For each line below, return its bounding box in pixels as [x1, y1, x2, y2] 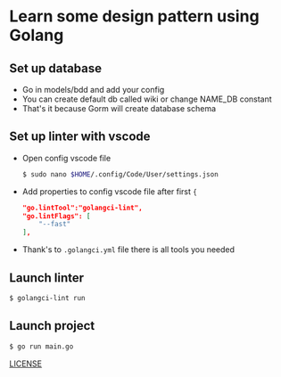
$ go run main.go [9, 341, 74, 351]
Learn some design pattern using [9, 6, 260, 27]
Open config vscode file [21, 152, 112, 163]
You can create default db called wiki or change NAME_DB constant [21, 94, 272, 104]
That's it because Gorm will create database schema [21, 103, 217, 113]
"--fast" [38, 220, 71, 229]
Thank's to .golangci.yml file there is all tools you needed [21, 244, 235, 255]
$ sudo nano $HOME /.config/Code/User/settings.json [21, 169, 219, 179]
